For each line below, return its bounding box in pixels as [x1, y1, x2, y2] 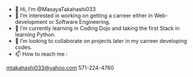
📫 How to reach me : [14, 51, 68, 57]
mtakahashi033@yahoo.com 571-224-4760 [6, 64, 114, 71]
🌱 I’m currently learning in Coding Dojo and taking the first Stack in [14, 24, 180, 32]
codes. [14, 44, 32, 51]
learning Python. [14, 31, 56, 38]
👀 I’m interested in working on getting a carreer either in [14, 12, 153, 19]
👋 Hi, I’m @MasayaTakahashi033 [14, 6, 96, 13]
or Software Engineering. [49, 19, 111, 25]
